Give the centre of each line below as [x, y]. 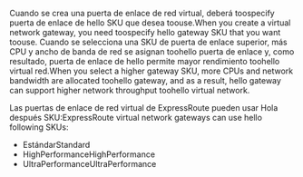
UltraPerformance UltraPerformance [89, 164]
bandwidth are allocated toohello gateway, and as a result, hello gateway [145, 80]
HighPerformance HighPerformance [89, 154]
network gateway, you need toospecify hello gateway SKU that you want [145, 32]
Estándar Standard [56, 145]
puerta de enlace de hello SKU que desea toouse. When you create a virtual [150, 23]
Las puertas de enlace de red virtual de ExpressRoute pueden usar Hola [144, 108]
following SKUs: [39, 127]
